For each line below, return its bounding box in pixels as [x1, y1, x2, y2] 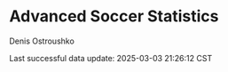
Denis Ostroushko [9, 36, 75, 46]
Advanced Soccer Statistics [9, 6, 219, 27]
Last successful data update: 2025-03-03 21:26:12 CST [9, 52, 213, 63]
